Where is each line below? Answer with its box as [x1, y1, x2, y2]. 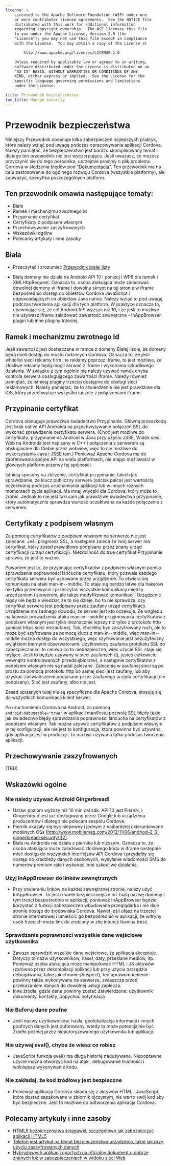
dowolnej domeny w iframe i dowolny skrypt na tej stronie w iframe [12, 285, 154, 291]
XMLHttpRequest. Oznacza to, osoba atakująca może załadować [12, 279, 150, 286]
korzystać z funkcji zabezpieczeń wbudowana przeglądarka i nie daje [12, 902, 159, 909]
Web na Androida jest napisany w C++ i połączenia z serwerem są [5, 439, 144, 446]
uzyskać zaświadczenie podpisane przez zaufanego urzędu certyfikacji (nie [5, 673, 165, 679]
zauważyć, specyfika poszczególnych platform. [5, 174, 106, 180]
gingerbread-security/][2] [12, 834, 67, 841]
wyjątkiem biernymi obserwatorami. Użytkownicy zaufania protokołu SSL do [5, 640, 165, 647]
